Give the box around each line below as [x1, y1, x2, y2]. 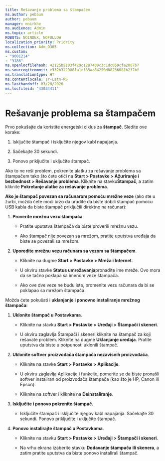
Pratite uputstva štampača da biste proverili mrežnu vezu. [19, 223, 139, 229]
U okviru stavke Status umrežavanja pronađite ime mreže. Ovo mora [19, 267, 161, 273]
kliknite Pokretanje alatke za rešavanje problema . [5, 184, 109, 190]
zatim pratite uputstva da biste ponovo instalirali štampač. [19, 450, 139, 456]
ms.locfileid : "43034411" [5, 86, 59, 91]
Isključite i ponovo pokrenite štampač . [12, 401, 93, 407]
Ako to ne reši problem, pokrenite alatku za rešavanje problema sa [5, 168, 141, 174]
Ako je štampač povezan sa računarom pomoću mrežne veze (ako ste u [5, 193, 156, 199]
